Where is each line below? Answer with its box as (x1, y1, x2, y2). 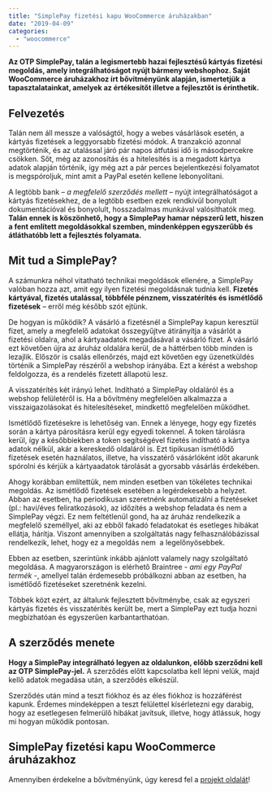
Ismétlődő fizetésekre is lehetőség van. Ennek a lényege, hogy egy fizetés (8, 418, 257, 427)
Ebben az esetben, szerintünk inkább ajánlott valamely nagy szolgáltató (8, 553, 248, 562)
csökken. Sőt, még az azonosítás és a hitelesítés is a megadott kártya (8, 154, 241, 164)
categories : (8, 27, 49, 35)
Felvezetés (8, 107, 65, 120)
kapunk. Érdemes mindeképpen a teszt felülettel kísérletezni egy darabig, (8, 699, 254, 709)
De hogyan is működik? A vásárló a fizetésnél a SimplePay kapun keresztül (8, 317, 259, 326)
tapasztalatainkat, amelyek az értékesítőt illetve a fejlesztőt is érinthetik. (8, 83, 260, 93)
